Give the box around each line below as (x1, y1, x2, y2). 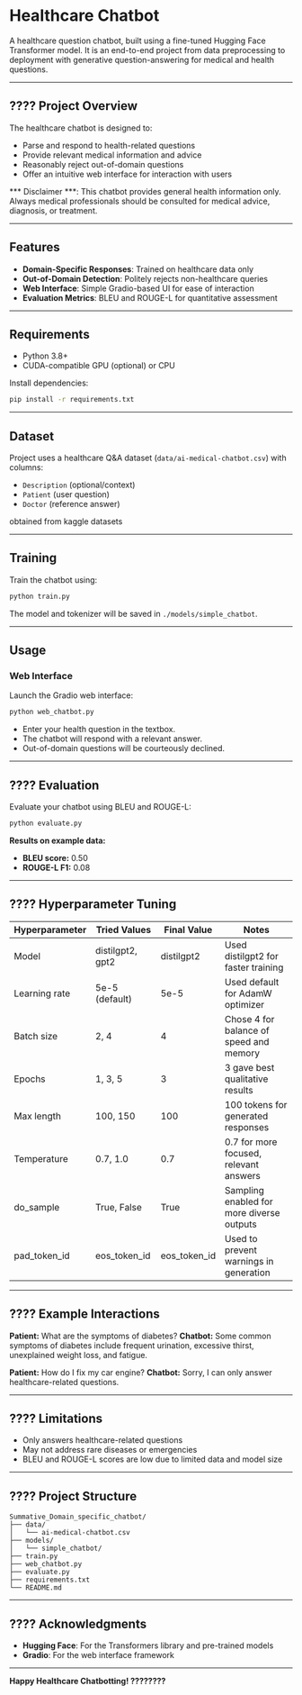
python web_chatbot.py (9, 708, 94, 717)
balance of (224, 1024, 270, 1037)
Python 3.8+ (22, 350, 69, 361)
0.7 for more (224, 1136, 278, 1148)
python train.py (9, 592, 70, 601)
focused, (224, 1147, 262, 1159)
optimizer (224, 998, 265, 1011)
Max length (13, 1110, 61, 1122)
